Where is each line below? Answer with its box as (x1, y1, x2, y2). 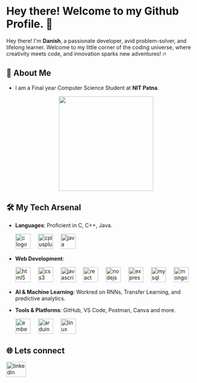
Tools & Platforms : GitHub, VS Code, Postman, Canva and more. (15, 306, 176, 313)
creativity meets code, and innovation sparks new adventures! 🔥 (6, 50, 167, 57)
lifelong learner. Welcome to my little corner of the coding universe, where (6, 44, 192, 51)
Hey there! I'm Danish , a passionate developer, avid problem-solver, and (6, 37, 187, 44)
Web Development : (15, 255, 65, 262)
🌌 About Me (6, 68, 51, 78)
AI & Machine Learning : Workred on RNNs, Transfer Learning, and (15, 288, 181, 295)
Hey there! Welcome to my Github (6, 4, 179, 18)
